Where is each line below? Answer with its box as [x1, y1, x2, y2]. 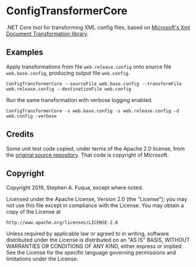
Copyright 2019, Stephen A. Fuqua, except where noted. [6, 184, 144, 191]
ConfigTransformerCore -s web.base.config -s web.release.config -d [6, 108, 179, 114]
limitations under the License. [6, 255, 78, 262]
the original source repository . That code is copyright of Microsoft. [6, 151, 169, 158]
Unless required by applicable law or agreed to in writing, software [6, 230, 169, 237]
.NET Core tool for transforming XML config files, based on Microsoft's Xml [6, 24, 190, 31]
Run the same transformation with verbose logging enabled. [6, 96, 153, 103]
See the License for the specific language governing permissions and [6, 249, 176, 256]
